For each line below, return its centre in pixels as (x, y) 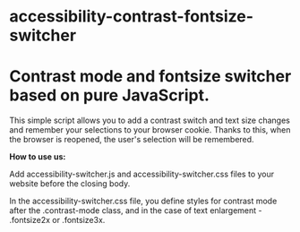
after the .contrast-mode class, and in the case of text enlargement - (136, 211)
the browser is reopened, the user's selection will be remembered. (132, 140)
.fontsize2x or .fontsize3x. (57, 220)
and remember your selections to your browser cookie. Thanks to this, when (150, 130)
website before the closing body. (70, 184)
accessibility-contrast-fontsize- (131, 17)
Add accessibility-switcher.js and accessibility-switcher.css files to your (142, 174)
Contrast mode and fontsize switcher (150, 77)
